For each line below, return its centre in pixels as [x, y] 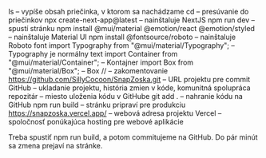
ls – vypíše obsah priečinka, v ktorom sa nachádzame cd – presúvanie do [129, 12]
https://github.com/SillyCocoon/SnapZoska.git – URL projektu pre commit [129, 79]
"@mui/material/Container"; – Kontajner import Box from [101, 62]
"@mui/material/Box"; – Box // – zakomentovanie [88, 71]
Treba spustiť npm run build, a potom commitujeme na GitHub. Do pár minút [133, 137]
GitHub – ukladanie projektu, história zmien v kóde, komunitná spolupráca [129, 88]
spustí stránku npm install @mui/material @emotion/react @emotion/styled [132, 28]
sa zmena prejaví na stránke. [56, 146]
